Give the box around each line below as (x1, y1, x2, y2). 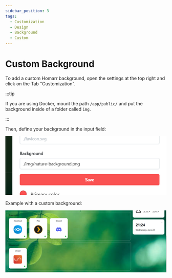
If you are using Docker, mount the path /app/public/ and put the (5, 100, 143, 106)
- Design (10, 25, 29, 30)
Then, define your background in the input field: (5, 126, 106, 132)
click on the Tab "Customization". (5, 80, 76, 87)
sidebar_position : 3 (5, 8, 50, 13)
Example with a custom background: (5, 200, 82, 207)
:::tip (5, 90, 15, 97)
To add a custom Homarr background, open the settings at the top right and (5, 75, 165, 81)
